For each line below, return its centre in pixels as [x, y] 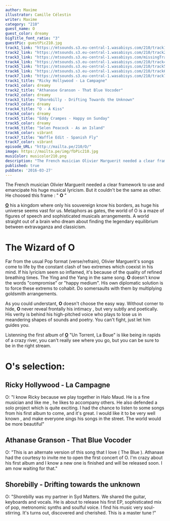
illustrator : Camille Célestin [38, 15]
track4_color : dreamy [28, 114]
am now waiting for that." [31, 468]
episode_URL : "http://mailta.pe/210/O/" [49, 147]
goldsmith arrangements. [31, 294]
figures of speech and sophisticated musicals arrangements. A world [77, 216]
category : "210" [22, 24]
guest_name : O [20, 29]
